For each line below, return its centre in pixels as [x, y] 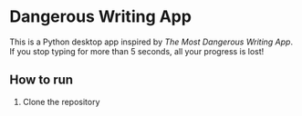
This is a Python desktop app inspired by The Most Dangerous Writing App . [151, 42]
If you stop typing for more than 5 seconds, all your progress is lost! [137, 51]
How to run [42, 80]
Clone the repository [61, 101]
